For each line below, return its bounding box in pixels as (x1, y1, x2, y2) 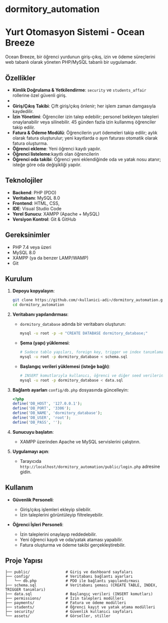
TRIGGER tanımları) (5, 587, 46, 592)
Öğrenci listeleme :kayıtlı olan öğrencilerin (12, 151, 99, 157)
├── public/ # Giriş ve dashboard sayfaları (5, 570, 133, 575)
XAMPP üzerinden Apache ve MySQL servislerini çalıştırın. (19, 438, 141, 445)
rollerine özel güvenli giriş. (12, 92, 67, 98)
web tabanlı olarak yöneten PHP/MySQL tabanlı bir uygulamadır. (5, 59, 137, 65)
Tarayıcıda (19, 458, 41, 464)
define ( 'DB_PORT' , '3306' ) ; (12, 406, 71, 411)
